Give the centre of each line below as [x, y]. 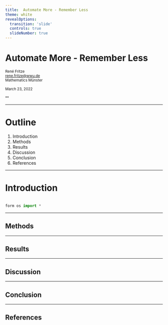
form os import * [23, 206]
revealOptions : [21, 19]
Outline [21, 122]
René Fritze [15, 71]
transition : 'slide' [31, 24]
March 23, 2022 [19, 89]
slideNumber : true [29, 33]
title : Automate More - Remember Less [47, 10]
